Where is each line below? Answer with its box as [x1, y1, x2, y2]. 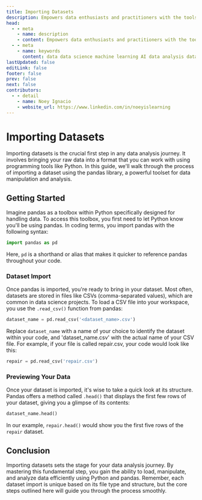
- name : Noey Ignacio [17, 98, 71, 104]
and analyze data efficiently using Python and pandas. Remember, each [6, 474, 185, 482]
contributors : [6, 87, 42, 93]
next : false [6, 82, 36, 88]
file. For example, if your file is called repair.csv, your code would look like [6, 340, 189, 348]
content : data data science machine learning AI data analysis [22, 54, 185, 60]
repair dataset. [6, 428, 44, 436]
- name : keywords [17, 48, 61, 54]
